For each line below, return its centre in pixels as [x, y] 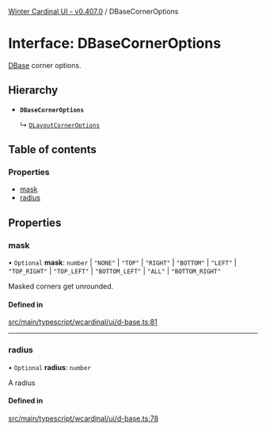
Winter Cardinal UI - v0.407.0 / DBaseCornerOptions [93, 11]
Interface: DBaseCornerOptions [115, 44]
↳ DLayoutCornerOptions [60, 124]
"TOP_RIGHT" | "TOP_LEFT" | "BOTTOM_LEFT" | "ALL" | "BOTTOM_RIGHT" [115, 271]
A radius [22, 383]
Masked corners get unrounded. [61, 286]
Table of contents [52, 150]
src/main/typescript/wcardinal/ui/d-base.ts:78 [84, 418]
